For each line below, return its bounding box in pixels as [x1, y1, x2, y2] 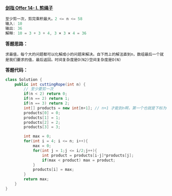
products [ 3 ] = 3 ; [24, 124, 60, 130]
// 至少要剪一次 [24, 86, 54, 92]
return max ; [24, 177, 50, 182]
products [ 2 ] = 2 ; [24, 120, 60, 125]
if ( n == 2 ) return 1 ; [24, 96, 70, 101]
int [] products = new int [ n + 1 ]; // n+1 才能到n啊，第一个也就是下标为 [24, 105, 167, 111]
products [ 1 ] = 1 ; [24, 115, 60, 120]
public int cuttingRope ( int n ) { [14, 82, 86, 87]
